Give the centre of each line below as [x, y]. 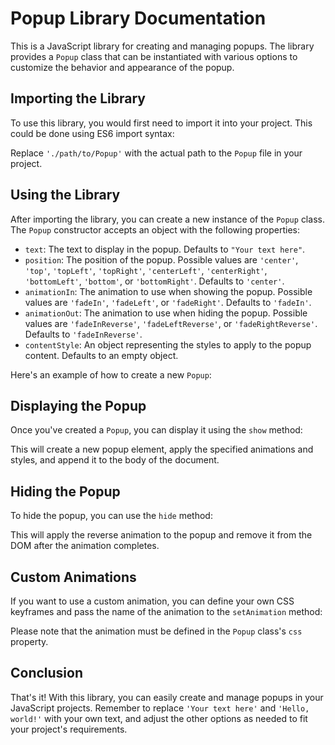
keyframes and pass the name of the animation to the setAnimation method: [166, 611]
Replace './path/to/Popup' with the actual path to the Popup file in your [156, 153]
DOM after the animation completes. [85, 546]
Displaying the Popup [78, 405]
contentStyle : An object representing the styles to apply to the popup [168, 344]
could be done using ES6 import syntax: [92, 133]
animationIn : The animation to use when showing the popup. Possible [168, 291]
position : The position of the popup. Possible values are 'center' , [161, 259]
